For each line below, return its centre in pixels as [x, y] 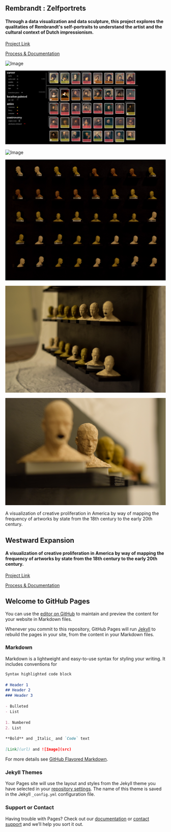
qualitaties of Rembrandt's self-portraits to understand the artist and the [84, 27]
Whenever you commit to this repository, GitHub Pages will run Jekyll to [81, 629]
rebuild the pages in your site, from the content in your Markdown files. [80, 634]
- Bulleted [17, 707]
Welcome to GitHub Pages [48, 601]
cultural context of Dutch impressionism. [50, 32]
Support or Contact [30, 808]
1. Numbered [18, 722]
